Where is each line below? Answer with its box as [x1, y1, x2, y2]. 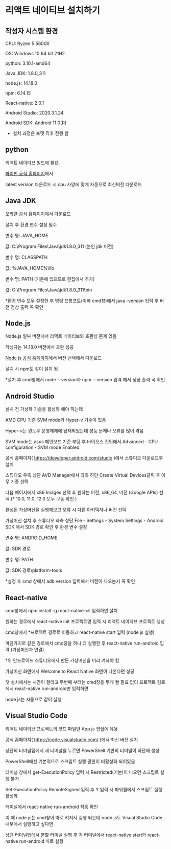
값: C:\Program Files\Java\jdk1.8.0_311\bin [5, 287, 92, 293]
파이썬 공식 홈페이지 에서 [5, 170, 54, 176]
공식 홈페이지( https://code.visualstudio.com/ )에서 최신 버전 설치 [5, 737, 138, 743]
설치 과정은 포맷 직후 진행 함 [12, 130, 69, 136]
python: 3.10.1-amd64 [5, 60, 51, 66]
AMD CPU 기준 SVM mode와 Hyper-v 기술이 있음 [5, 417, 106, 423]
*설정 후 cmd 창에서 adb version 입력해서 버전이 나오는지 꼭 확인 [5, 578, 135, 584]
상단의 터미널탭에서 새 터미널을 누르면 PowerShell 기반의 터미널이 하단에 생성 [5, 747, 160, 753]
